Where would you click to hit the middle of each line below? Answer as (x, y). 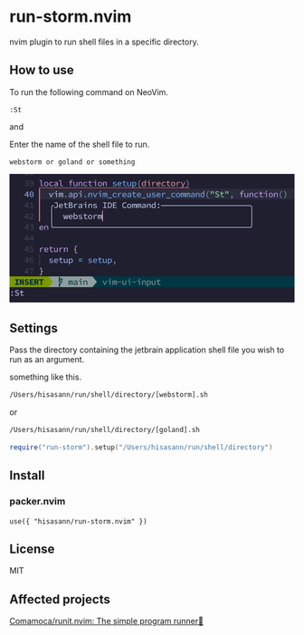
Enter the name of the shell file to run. (80, 144)
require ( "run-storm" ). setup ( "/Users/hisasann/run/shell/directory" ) (141, 447)
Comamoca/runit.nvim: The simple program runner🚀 (106, 621)
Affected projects (60, 599)
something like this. (46, 377)
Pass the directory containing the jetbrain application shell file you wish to (147, 350)
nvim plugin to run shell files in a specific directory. (104, 42)
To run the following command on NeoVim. (89, 91)
